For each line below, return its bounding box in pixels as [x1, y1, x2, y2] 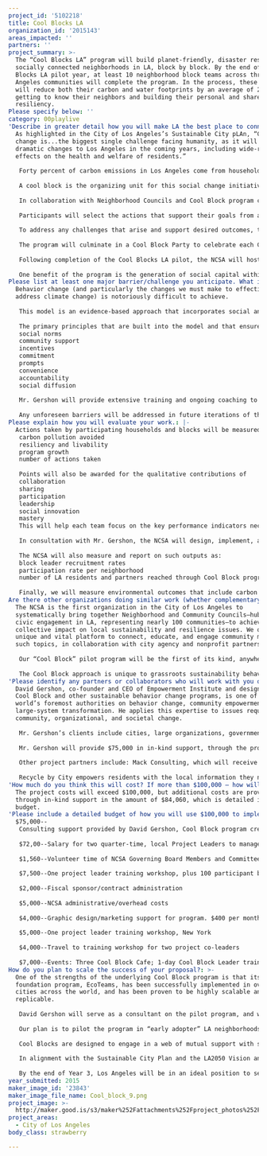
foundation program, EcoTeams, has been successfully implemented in [15, 980, 250, 989]
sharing [18, 485, 44, 493]
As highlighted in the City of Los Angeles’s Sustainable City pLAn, [15, 130, 250, 138]
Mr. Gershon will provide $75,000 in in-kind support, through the [18, 744, 247, 752]
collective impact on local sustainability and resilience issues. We [15, 625, 254, 633]
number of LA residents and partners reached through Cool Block [18, 574, 240, 582]
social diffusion [18, 381, 77, 390]
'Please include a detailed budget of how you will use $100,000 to [8, 811, 240, 819]
